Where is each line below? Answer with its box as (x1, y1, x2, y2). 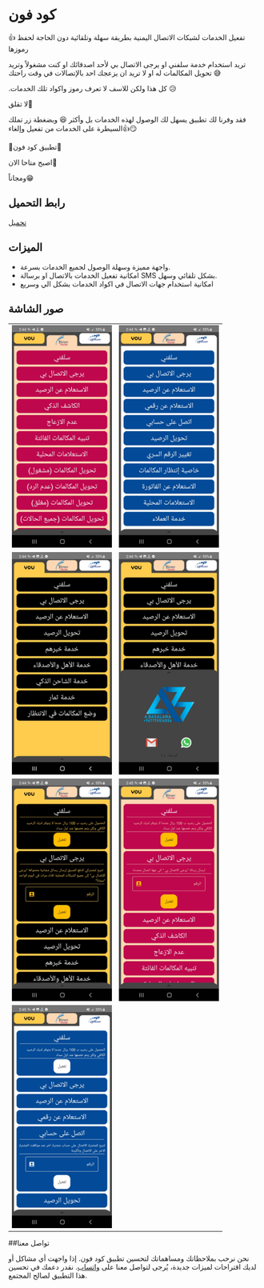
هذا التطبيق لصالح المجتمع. (8, 1270, 88, 1281)
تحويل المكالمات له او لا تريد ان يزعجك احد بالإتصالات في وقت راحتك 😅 (8, 68, 222, 78)
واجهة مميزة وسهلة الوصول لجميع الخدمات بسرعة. (19, 262, 170, 271)
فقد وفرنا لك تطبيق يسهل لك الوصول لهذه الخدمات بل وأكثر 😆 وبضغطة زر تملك (8, 114, 246, 124)
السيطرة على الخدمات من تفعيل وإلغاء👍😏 (8, 123, 138, 133)
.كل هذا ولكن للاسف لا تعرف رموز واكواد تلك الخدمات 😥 (8, 83, 177, 93)
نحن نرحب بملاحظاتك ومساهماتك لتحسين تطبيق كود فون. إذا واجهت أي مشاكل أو (8, 1254, 250, 1263)
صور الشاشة (8, 302, 64, 315)
